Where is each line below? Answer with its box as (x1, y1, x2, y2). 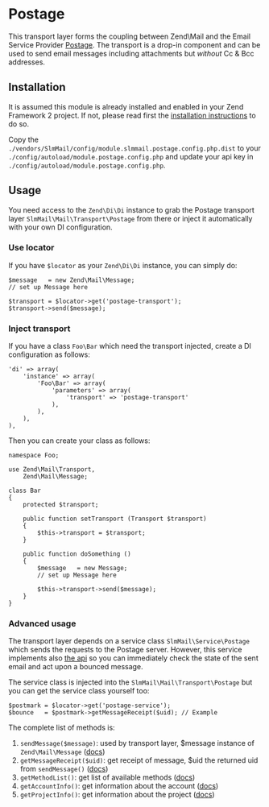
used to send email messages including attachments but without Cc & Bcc (8, 48, 255, 58)
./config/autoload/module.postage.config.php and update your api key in (8, 151, 254, 161)
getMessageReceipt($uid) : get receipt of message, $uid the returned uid (19, 755, 259, 765)
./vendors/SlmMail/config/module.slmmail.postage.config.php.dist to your (8, 143, 262, 153)
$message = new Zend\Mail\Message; (8, 275, 135, 284)
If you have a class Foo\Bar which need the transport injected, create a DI (8, 341, 252, 351)
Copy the (8, 134, 39, 144)
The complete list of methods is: (8, 722, 115, 733)
